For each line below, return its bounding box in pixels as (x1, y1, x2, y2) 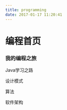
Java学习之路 (5, 67, 33, 73)
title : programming (5, 7, 47, 13)
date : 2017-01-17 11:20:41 (5, 12, 62, 17)
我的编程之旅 (5, 54, 37, 62)
